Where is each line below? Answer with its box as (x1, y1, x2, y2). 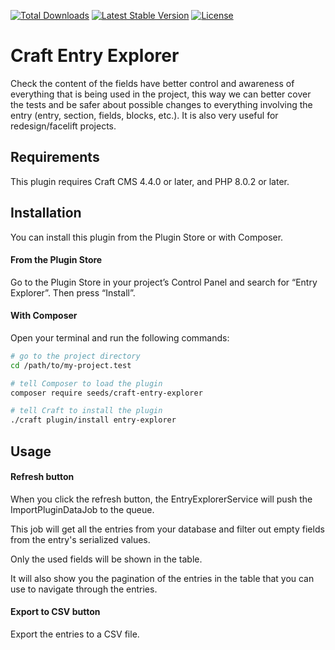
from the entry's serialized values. (10, 533, 151, 545)
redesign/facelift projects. (10, 120, 117, 132)
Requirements (10, 149, 100, 166)
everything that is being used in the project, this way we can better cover (10, 88, 312, 100)
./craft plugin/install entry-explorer (10, 415, 177, 425)
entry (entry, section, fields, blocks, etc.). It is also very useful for (10, 109, 279, 121)
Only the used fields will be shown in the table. (10, 553, 203, 565)
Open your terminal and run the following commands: (10, 331, 230, 344)
